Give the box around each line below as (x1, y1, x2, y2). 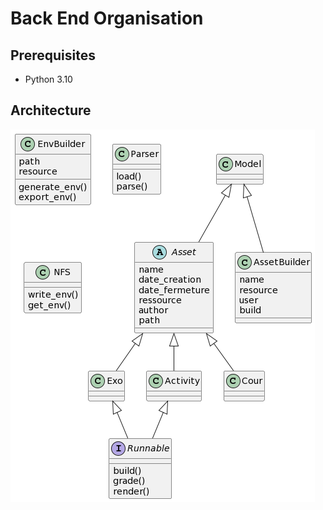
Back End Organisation (10, 7, 204, 30)
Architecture (10, 102, 92, 119)
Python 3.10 (24, 73, 73, 85)
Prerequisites (10, 47, 96, 64)
